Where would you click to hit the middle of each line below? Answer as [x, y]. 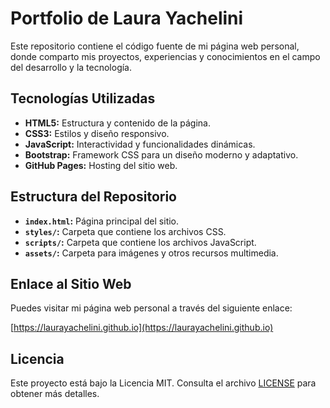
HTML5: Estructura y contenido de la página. [117, 123]
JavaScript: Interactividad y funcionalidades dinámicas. [140, 144]
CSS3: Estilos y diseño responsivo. [97, 133]
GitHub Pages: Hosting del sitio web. [101, 165]
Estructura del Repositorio [93, 197]
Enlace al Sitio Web [71, 283]
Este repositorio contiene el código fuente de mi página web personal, [155, 46]
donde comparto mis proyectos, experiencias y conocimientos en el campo [165, 56]
